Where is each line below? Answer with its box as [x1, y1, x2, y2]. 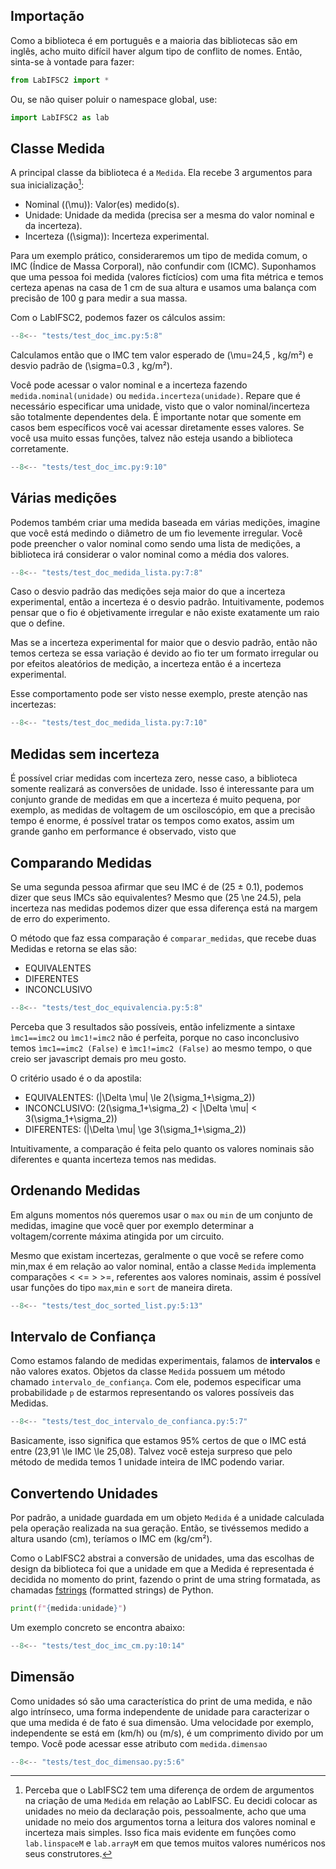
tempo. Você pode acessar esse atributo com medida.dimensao [10, 1737, 268, 1749]
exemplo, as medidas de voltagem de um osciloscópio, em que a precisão [10, 804, 316, 816]
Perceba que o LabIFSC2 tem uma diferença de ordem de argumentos [24, 1784, 315, 1796]
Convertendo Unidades [10, 1485, 159, 1502]
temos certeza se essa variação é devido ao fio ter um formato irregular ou [10, 647, 319, 659]
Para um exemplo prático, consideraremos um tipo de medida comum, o [10, 250, 308, 262]
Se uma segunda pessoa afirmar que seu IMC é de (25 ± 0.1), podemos [10, 880, 304, 893]
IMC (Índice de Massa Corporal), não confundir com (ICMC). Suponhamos [10, 260, 317, 273]
